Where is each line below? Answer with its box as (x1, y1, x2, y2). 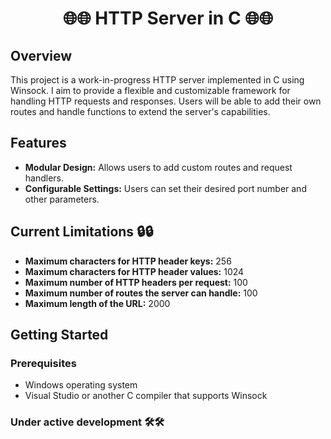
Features (10, 135, 67, 152)
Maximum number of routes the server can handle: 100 (24, 287, 258, 299)
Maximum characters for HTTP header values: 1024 (24, 265, 245, 277)
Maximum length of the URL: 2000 (24, 297, 171, 309)
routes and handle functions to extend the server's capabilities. (10, 106, 271, 117)
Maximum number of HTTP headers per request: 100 (24, 276, 248, 288)
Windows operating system (24, 379, 138, 391)
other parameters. (24, 193, 100, 205)
